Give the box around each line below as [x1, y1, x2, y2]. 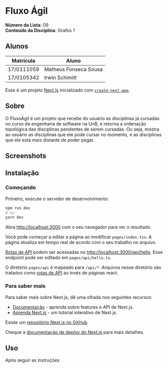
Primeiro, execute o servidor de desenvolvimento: [5, 196, 109, 202]
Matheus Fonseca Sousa [44, 66, 103, 73]
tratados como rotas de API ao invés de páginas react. [5, 270, 118, 276]
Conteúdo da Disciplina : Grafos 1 [5, 27, 75, 33]
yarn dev [5, 215, 24, 220]
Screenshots [5, 151, 47, 160]
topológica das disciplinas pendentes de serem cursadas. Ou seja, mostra [5, 126, 159, 132]
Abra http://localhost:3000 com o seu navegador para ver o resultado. [5, 224, 152, 230]
